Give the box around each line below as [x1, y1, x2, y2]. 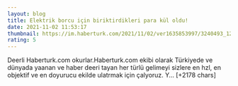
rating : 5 [7, 37, 37, 44]
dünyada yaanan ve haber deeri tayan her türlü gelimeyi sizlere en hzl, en [7, 63, 222, 72]
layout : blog [7, 10, 46, 18]
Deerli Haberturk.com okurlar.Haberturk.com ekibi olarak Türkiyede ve [7, 56, 213, 64]
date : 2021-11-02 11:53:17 [7, 23, 87, 30]
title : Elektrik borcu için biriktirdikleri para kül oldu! [7, 17, 189, 24]
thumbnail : [7, 30, 40, 37]
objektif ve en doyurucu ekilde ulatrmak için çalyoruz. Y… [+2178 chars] [7, 71, 216, 80]
